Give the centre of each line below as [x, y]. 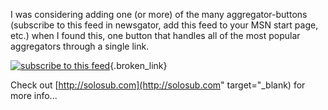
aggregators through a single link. [80, 46]
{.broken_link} [138, 65]
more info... [34, 95]
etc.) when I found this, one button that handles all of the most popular [155, 35]
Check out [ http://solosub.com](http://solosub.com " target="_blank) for [158, 85]
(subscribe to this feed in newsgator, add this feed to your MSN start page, [164, 25]
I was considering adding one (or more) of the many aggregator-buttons [159, 14]
